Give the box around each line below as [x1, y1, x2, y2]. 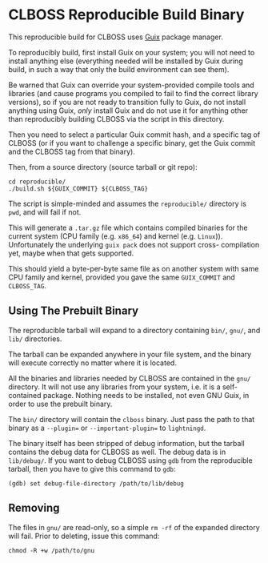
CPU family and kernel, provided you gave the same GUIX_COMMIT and [8, 272, 236, 282]
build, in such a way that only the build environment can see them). [8, 64, 230, 74]
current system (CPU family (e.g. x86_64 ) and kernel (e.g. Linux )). [8, 231, 223, 241]
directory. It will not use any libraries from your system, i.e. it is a [8, 382, 222, 392]
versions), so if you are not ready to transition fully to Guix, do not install [8, 97, 246, 107]
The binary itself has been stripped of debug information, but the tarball [8, 438, 246, 448]
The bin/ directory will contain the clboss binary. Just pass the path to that [8, 414, 255, 424]
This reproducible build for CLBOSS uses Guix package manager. [8, 32, 224, 42]
